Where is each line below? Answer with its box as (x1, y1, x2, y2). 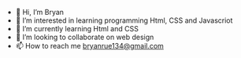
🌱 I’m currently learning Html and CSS (15, 24, 139, 33)
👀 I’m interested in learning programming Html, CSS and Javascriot (15, 16, 233, 25)
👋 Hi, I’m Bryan (15, 8, 65, 16)
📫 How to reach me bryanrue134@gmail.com (15, 42, 164, 50)
